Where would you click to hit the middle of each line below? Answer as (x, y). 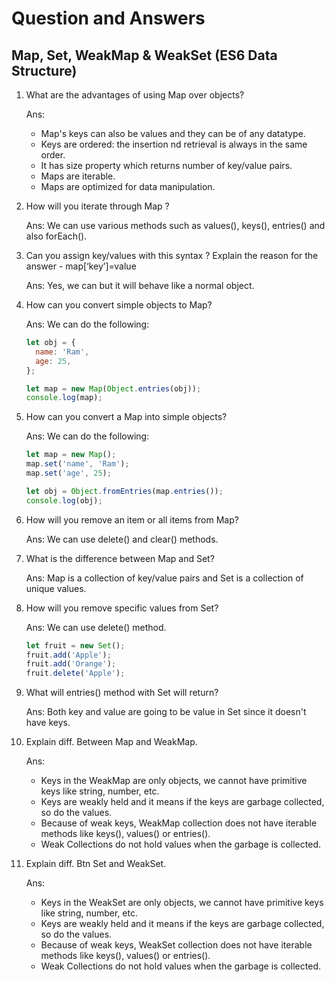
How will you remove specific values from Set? (122, 608)
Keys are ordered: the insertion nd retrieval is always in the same (174, 144)
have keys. (48, 723)
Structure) (44, 70)
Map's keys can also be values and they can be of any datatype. (173, 133)
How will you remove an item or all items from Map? (132, 519)
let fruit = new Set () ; (75, 645)
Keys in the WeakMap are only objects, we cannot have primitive (174, 781)
